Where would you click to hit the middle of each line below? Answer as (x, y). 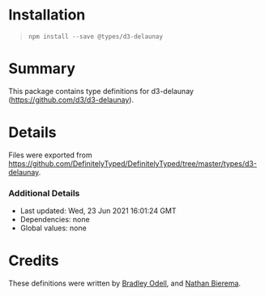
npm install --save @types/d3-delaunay (96, 36)
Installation (47, 15)
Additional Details (44, 193)
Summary (42, 69)
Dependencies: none (55, 220)
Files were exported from (50, 155)
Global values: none (53, 228)
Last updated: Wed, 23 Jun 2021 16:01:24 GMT (98, 211)
